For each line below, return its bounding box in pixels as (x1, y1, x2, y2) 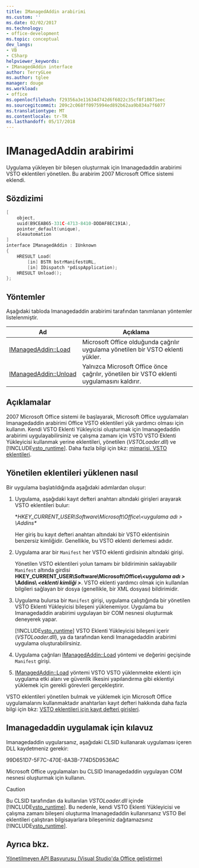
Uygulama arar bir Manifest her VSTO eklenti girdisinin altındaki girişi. (14, 549, 185, 556)
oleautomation (17, 232, 52, 238)
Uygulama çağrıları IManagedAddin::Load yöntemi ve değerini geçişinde (14, 651, 191, 658)
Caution (6, 786, 25, 793)
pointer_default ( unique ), (17, 226, 81, 232)
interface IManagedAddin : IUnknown (6, 242, 97, 249)
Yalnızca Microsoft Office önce (82, 363, 168, 371)
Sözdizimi (6, 194, 43, 204)
